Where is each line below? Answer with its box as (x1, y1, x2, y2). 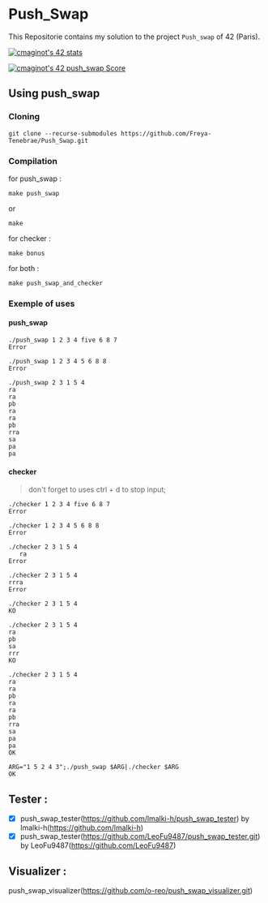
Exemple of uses (8, 298, 75, 309)
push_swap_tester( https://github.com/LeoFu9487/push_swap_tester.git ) (19, 832, 261, 841)
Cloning (8, 111, 40, 123)
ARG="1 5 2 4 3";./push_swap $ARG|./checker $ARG (8, 763, 180, 772)
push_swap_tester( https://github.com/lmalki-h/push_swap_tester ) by (19, 814, 249, 823)
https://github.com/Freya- (120, 129, 212, 138)
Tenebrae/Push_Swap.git (8, 136, 89, 144)
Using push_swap (8, 87, 100, 101)
